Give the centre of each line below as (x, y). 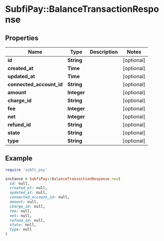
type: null (21, 230)
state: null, (23, 225)
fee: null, (21, 211)
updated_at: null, (29, 193)
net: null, (21, 216)
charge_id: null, (27, 206)
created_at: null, (29, 188)
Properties (22, 38)
